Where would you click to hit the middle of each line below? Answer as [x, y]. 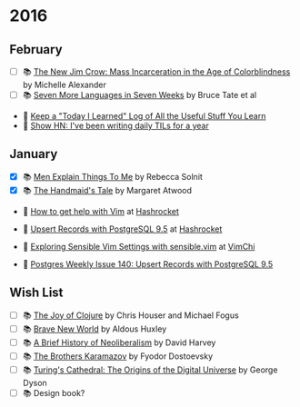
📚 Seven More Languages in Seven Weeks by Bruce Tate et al [140, 95]
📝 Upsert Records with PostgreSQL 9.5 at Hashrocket [122, 229]
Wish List [36, 293]
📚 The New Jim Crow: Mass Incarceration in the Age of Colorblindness [156, 72]
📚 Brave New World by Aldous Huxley [95, 329]
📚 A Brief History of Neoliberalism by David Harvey [119, 342]
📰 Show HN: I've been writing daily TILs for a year [115, 125]
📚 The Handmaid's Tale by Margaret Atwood [107, 190]
